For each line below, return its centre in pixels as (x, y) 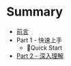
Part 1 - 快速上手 (39, 40)
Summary (34, 12)
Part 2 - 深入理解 (40, 56)
